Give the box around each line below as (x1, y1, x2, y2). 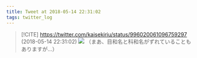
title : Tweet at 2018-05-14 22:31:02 (6, 8, 101, 15)
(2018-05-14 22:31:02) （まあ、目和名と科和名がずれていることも (20, 38, 192, 45)
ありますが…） (20, 45, 58, 53)
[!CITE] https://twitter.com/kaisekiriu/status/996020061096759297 (20, 30, 187, 38)
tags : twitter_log (6, 14, 52, 20)
